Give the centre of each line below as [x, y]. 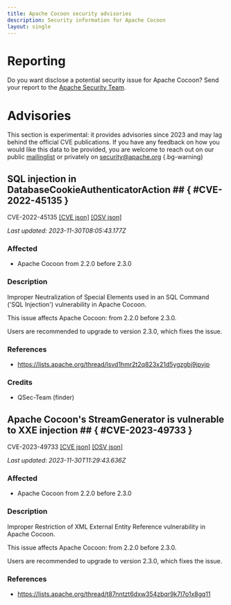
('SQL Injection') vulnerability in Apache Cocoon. [77, 304]
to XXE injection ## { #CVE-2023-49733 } [100, 430]
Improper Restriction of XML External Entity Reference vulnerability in [106, 527]
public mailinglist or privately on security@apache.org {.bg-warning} [105, 157]
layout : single [29, 26]
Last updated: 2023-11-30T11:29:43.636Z [67, 461]
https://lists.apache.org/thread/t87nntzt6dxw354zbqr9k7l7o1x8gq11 [114, 594]
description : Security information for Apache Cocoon [87, 20]
